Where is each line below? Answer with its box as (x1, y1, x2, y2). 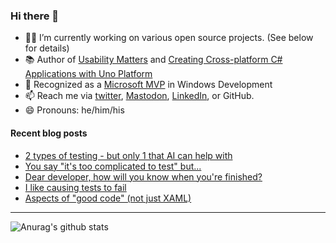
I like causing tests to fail (24, 181, 127, 193)
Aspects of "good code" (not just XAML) (24, 192, 192, 204)
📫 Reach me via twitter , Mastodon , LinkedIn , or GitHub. (24, 90, 255, 102)
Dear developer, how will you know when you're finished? (24, 170, 263, 183)
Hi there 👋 (10, 9, 60, 23)
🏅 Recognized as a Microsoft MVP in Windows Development (24, 79, 273, 91)
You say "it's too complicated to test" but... (24, 160, 202, 172)
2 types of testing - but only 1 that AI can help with (24, 149, 233, 161)
